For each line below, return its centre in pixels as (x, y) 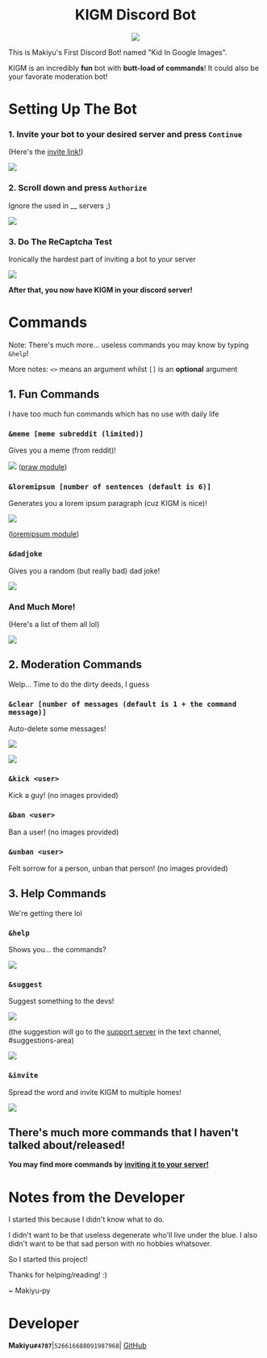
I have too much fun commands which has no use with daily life (114, 414)
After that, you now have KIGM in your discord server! (100, 290)
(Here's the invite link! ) (46, 152)
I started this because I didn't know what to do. (86, 1219)
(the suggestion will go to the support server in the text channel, (115, 1032)
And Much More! (42, 607)
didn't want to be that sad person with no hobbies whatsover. (110, 1243)
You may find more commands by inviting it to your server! (108, 1164)
